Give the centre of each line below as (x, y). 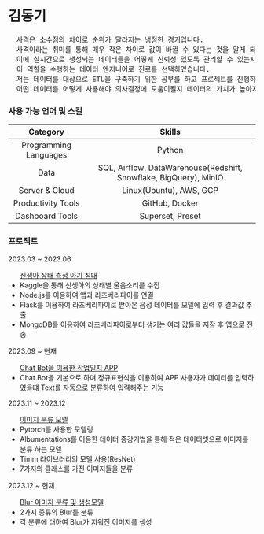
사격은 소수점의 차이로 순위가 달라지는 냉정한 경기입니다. (110, 39)
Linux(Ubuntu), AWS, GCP (170, 191)
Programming (47, 145)
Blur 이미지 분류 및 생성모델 (62, 502)
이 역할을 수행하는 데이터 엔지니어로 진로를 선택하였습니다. (113, 69)
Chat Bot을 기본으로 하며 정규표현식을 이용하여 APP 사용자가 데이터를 (126, 377)
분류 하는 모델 (40, 449)
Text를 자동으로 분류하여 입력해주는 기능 (102, 388)
